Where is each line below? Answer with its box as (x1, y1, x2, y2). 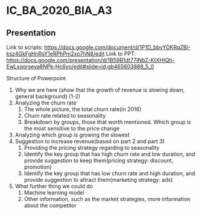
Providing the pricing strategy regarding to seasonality (24, 144, 160, 151)
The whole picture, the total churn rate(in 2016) (24, 106, 142, 112)
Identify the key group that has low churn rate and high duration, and (24, 170, 196, 177)
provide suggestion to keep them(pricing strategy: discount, (24, 157, 174, 164)
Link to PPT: (106, 50, 136, 57)
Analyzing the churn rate (14, 99, 77, 106)
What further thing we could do (14, 182, 94, 190)
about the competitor (24, 202, 77, 209)
